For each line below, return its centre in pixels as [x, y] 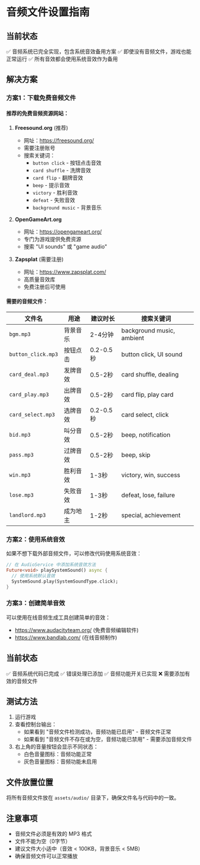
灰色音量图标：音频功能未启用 [60, 762]
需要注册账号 [39, 148]
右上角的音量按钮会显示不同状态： [57, 747]
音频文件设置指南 [48, 12]
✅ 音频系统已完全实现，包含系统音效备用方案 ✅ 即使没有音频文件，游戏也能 [99, 52]
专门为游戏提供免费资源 [52, 239]
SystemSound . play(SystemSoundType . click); [65, 581]
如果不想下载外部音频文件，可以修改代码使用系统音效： [74, 553]
